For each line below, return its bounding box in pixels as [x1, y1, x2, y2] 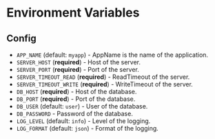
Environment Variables [6, 5, 140, 21]
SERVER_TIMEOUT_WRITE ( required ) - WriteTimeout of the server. [16, 80, 194, 88]
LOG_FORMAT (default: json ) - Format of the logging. [16, 124, 159, 132]
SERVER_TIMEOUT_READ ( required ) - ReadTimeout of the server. [16, 73, 190, 81]
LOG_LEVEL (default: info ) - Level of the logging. [16, 117, 151, 125]
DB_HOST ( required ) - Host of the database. [16, 88, 137, 95]
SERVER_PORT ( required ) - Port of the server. [16, 66, 139, 73]
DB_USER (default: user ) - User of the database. [16, 102, 148, 110]
